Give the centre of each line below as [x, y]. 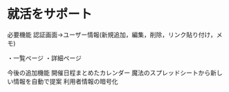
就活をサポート [50, 14]
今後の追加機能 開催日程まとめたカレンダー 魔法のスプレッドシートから [109, 73]
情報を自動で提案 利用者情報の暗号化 [65, 81]
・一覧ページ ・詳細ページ [44, 58]
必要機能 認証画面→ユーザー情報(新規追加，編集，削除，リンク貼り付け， [112, 35]
